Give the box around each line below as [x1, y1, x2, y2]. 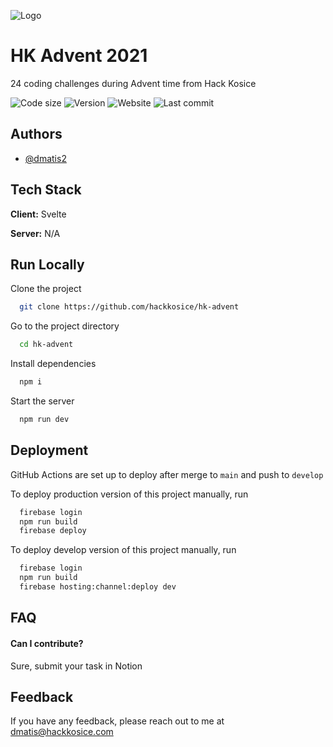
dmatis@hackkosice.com [10, 726, 114, 738]
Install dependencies [10, 358, 97, 370]
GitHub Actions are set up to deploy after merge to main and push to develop [10, 468, 324, 480]
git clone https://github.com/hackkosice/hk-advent [19, 302, 240, 312]
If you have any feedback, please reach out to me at [10, 715, 225, 727]
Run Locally [10, 256, 85, 273]
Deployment [10, 442, 89, 459]
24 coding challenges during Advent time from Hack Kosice [10, 77, 257, 89]
